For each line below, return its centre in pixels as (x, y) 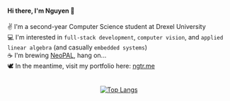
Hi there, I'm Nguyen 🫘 (41, 11)
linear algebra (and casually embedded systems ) (77, 47)
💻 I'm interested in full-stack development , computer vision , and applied (115, 37)
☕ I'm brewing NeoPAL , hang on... (57, 55)
